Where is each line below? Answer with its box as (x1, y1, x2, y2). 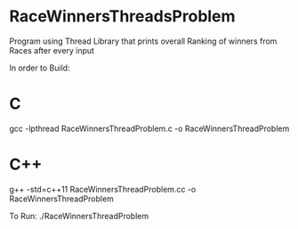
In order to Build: (9, 62, 70, 73)
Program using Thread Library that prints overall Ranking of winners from (9, 36, 278, 46)
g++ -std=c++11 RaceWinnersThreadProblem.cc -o (9, 184, 197, 194)
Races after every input (9, 45, 95, 55)
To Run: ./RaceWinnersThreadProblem (9, 210, 149, 221)
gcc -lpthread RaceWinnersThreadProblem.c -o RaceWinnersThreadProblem (9, 123, 290, 134)
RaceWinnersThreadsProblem (9, 6, 236, 27)
